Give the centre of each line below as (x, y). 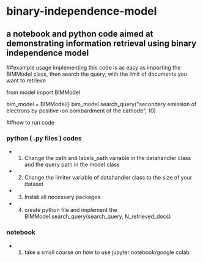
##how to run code (31, 122)
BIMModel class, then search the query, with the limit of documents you (97, 74)
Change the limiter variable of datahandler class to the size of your (108, 178)
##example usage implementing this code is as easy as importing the (94, 67)
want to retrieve (26, 80)
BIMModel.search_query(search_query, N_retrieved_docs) (98, 217)
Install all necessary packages (62, 197)
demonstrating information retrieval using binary (102, 43)
